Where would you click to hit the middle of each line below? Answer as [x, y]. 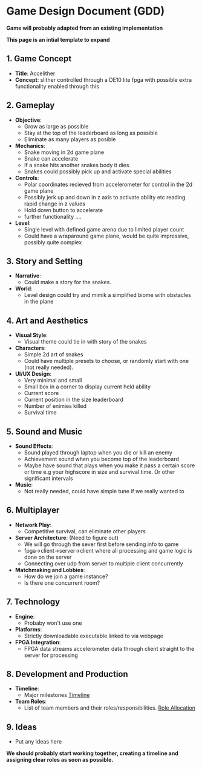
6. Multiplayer [33, 510]
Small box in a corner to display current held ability [87, 387]
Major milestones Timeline [57, 695]
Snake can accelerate [51, 158]
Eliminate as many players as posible [70, 139]
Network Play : [33, 525]
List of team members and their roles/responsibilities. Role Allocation [109, 708]
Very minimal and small [53, 381]
